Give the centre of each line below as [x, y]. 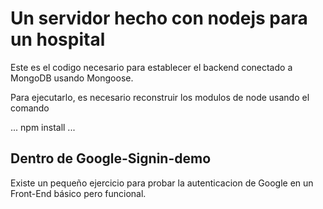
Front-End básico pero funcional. [78, 193]
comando [30, 108]
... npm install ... [43, 127]
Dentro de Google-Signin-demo [111, 158]
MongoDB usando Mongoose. [72, 78]
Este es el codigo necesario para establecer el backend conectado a [151, 67]
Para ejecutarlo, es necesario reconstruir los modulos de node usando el [160, 97]
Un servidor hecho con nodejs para [159, 18]
